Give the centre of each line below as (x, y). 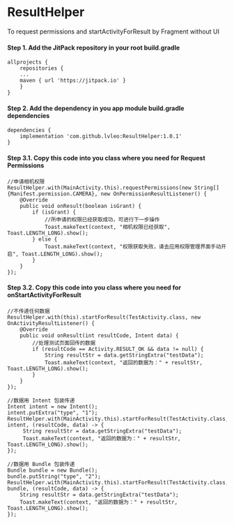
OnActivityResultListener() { (51, 323)
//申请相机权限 (26, 181)
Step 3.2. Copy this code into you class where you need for (94, 287)
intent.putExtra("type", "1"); (53, 412)
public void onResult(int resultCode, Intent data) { (99, 336)
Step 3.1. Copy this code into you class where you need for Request (106, 158)
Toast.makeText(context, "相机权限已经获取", (107, 227)
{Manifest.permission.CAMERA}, (53, 194)
